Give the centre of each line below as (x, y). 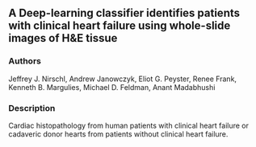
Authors (25, 61)
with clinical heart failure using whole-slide (120, 26)
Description (32, 108)
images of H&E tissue (63, 38)
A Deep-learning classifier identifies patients (124, 13)
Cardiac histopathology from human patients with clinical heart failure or (128, 125)
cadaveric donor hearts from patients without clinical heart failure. (118, 134)
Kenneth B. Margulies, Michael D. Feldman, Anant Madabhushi (112, 87)
